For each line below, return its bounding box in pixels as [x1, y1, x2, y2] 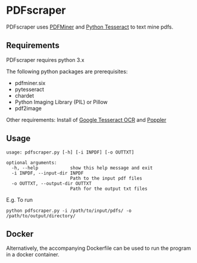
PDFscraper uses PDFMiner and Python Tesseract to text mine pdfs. [6, 23, 174, 30]
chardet [14, 92, 35, 99]
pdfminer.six [14, 79, 46, 86]
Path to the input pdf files [70, 175, 143, 181]
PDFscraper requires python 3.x [6, 56, 85, 63]
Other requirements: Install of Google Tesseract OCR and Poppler [6, 116, 167, 123]
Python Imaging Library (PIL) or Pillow [14, 98, 108, 105]
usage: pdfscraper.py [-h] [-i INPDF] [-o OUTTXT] [6, 149, 135, 155]
